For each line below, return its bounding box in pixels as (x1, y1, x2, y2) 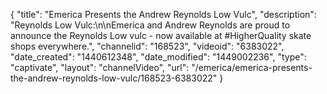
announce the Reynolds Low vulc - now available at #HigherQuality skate (10, 30, 312, 41)
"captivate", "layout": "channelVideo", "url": (10, 62, 190, 73)
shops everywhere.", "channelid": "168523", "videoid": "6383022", (10, 40, 285, 52)
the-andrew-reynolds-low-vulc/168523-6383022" (10, 72, 218, 84)
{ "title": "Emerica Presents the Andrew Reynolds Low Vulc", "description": (10, 9, 317, 20)
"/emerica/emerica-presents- (191, 62, 313, 73)
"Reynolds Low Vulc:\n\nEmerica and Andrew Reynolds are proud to (10, 19, 291, 31)
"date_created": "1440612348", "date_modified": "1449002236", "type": (10, 51, 307, 63)
